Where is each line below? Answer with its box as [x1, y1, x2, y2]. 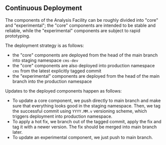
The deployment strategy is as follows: [5, 42, 84, 48]
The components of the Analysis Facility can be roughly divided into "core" [5, 17, 159, 23]
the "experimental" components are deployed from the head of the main [12, 73, 160, 79]
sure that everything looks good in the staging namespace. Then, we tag [12, 102, 161, 108]
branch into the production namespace [12, 78, 92, 84]
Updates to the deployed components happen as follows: [5, 88, 122, 94]
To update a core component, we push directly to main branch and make [12, 97, 161, 103]
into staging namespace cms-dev [12, 57, 78, 63]
